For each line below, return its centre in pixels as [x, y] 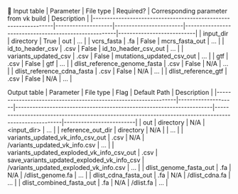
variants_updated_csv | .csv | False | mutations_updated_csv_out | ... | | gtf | [118, 56]
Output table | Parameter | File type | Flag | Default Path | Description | [110, 92]
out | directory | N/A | [174, 122]
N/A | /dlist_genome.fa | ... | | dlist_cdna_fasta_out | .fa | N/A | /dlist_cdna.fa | [119, 175]
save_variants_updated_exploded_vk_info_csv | [76, 160]
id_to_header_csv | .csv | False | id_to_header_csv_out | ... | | [96, 48]
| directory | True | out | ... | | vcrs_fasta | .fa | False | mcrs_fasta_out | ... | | [116, 41]
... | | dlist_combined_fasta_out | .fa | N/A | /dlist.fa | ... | [88, 183]
